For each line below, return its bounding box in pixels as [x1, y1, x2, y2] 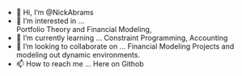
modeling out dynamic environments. [15, 50, 140, 59]
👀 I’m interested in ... [15, 16, 85, 26]
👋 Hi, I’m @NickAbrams [15, 8, 95, 17]
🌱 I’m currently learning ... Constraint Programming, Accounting [15, 33, 228, 42]
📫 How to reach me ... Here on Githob [15, 59, 144, 68]
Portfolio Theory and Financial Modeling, [15, 25, 152, 34]
